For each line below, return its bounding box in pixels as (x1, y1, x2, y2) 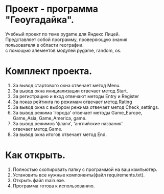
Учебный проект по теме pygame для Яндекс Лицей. (5, 31, 120, 37)
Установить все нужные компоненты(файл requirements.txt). (12, 171, 145, 178)
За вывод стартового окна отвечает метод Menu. (12, 82, 121, 88)
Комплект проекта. (5, 65, 92, 77)
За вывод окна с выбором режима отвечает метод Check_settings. (12, 104, 159, 110)
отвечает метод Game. (12, 126, 63, 132)
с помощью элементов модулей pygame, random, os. (5, 47, 122, 53)
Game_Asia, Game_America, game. (12, 115, 87, 121)
